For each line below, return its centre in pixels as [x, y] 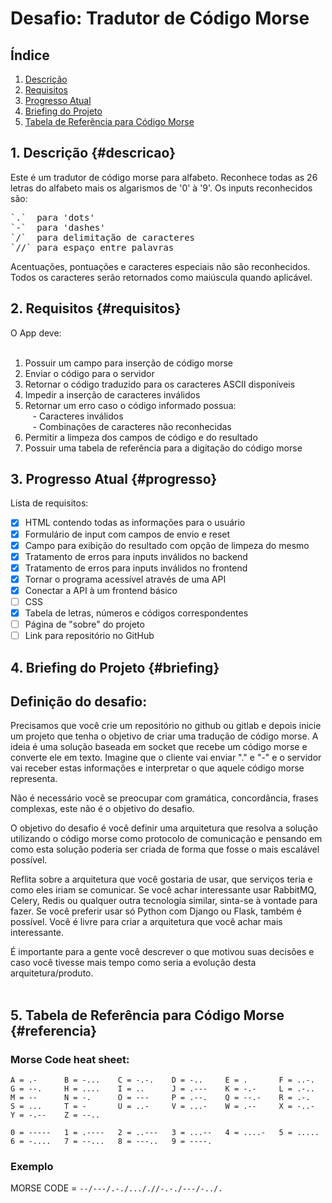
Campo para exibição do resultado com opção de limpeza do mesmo [167, 545]
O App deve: [36, 333]
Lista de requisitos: [49, 503]
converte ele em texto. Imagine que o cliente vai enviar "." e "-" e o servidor [166, 758]
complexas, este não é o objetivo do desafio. [102, 809]
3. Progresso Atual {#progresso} [114, 479]
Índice [30, 55]
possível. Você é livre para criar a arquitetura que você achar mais [146, 922]
